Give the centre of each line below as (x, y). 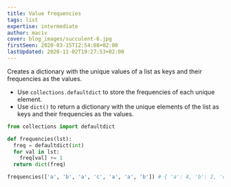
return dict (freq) (40, 165)
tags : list (23, 20)
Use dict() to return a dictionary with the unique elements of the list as (118, 107)
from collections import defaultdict (61, 126)
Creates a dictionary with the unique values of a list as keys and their (105, 71)
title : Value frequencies (44, 13)
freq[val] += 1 (41, 158)
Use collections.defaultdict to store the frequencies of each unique (116, 92)
